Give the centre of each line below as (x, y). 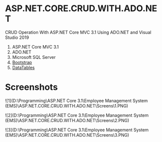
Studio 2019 (17, 37)
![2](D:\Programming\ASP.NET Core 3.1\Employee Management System (77, 115)
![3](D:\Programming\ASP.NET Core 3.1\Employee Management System (77, 130)
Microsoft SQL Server (34, 57)
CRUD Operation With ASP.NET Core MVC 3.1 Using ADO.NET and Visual (78, 32)
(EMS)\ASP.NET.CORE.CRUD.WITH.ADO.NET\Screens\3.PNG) (67, 135)
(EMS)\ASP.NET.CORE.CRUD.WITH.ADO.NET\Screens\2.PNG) (67, 120)
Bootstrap (22, 62)
